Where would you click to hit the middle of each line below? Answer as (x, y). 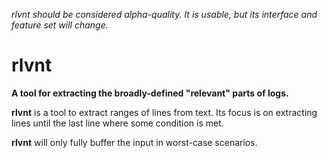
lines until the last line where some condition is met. (117, 123)
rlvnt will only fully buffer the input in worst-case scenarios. (134, 142)
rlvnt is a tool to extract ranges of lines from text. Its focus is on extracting (164, 112)
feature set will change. (60, 25)
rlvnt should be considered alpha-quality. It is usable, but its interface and (164, 14)
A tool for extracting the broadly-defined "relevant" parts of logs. (150, 93)
